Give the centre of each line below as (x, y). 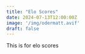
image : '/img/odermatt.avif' (43, 23)
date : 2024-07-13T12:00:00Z (42, 17)
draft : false (23, 28)
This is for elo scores (32, 46)
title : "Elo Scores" (32, 12)
